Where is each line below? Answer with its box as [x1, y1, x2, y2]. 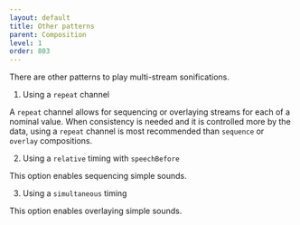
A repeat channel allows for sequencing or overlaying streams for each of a [9, 107, 291, 117]
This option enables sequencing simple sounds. [9, 171, 187, 182]
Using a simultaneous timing [22, 188, 127, 199]
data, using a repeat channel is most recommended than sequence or [9, 126, 265, 136]
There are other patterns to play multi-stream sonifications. [9, 71, 230, 82]
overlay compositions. [9, 136, 93, 146]
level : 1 [9, 38, 42, 48]
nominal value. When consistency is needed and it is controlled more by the [9, 117, 291, 127]
